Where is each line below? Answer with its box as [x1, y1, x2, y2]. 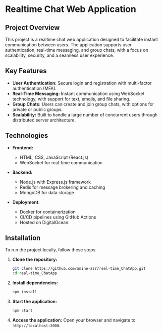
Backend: [12, 169, 33, 175]
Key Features [5, 67, 47, 75]
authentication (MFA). [12, 85, 57, 91]
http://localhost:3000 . [12, 322, 61, 328]
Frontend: [12, 144, 33, 150]
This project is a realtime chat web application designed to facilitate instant [5, 36, 158, 42]
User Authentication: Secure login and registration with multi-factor [12, 80, 152, 86]
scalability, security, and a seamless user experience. [5, 52, 114, 58]
